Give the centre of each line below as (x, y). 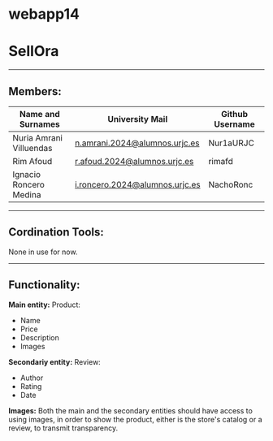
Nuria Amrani (38, 137)
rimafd (221, 161)
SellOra (34, 52)
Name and (39, 114)
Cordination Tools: (56, 232)
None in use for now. (43, 252)
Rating (31, 386)
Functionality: (44, 285)
